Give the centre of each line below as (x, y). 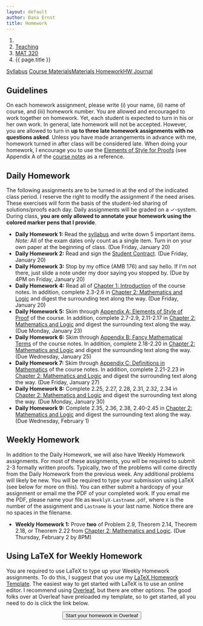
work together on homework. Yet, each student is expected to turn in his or (100, 118)
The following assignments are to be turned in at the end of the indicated (97, 190)
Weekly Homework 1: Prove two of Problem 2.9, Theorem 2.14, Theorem (106, 524)
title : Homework (27, 23)
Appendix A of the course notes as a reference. (65, 157)
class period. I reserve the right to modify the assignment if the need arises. (101, 197)
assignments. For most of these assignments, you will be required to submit (101, 461)
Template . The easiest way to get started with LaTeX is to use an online (95, 584)
